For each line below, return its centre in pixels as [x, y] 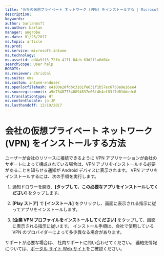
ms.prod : [14, 46]
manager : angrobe [23, 32]
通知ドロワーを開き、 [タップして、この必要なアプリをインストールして [83, 186]
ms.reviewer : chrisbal [28, 74]
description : [18, 14]
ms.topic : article [24, 42]
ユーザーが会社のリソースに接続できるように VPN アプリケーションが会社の [81, 158]
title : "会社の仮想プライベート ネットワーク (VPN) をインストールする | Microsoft [83, 10]
